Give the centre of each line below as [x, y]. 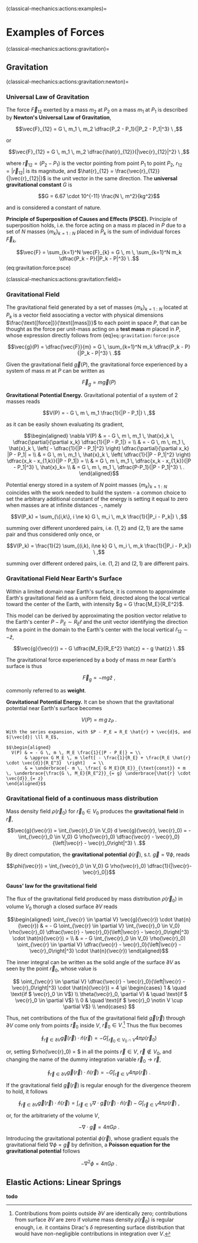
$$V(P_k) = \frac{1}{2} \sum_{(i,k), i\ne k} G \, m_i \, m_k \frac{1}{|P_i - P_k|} [99, 545]
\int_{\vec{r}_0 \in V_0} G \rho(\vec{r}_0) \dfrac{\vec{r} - [86, 837]
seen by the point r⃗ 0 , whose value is [52, 969]
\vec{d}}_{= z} [25, 779]
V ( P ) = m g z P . [99, 720]
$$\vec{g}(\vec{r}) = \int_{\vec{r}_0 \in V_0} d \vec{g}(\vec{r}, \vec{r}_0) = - [99, 831]
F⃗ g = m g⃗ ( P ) [99, 383]
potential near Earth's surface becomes [54, 708]
